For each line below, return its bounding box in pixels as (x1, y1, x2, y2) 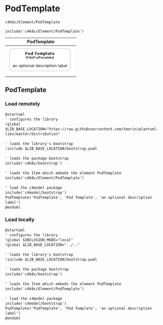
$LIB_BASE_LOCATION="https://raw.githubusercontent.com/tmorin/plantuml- (5, 127, 159, 131)
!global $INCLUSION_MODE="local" (5, 238, 73, 242)
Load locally (5, 216, 35, 223)
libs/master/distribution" (5, 131, 60, 136)
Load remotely (5, 100, 41, 107)
